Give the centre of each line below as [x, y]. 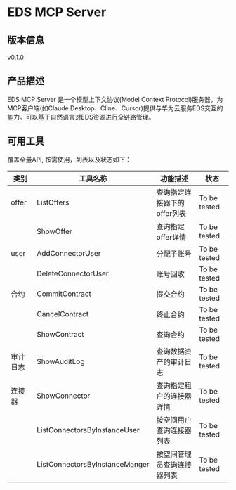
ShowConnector [64, 396]
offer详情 [171, 237]
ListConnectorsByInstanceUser [88, 430]
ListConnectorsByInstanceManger [93, 464]
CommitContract [64, 294]
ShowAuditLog [61, 361]
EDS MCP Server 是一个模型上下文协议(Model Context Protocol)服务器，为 [115, 99]
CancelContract [63, 314]
